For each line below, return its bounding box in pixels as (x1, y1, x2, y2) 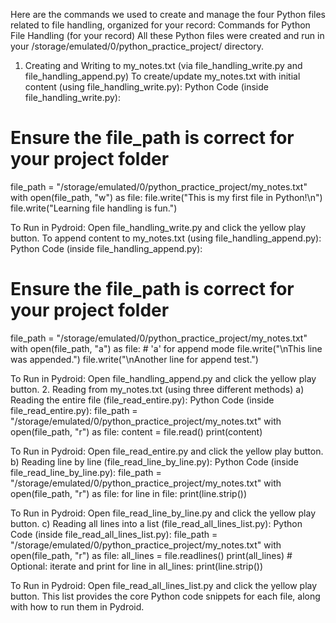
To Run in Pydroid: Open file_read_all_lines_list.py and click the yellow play (10, 579, 318, 591)
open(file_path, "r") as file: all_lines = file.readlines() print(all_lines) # (10, 549, 293, 561)
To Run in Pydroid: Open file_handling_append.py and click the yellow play (10, 372, 317, 384)
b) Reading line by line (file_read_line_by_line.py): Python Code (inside (10, 455, 299, 468)
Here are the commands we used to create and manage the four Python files (10, 9, 326, 20)
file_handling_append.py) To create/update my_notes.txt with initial (24, 70, 301, 82)
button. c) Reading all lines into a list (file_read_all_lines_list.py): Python (10, 517, 303, 529)
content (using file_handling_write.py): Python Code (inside (24, 81, 269, 93)
